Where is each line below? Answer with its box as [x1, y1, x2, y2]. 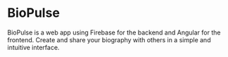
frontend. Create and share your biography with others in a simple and [7, 35, 211, 44]
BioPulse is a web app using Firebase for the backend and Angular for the [7, 28, 221, 37]
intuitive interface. [7, 43, 60, 51]
